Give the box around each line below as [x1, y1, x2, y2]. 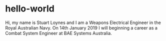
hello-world [5, 3, 55, 14]
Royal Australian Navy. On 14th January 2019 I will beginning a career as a [5, 24, 157, 30]
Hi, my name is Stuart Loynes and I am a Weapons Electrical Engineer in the [5, 19, 161, 25]
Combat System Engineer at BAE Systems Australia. [5, 30, 112, 36]
